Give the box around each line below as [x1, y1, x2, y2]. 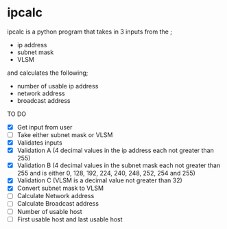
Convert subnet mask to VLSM [16, 184, 104, 193]
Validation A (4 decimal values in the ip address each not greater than [16, 146, 214, 155]
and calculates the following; [7, 69, 88, 77]
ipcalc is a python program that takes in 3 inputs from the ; [7, 27, 173, 36]
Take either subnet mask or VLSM [16, 131, 113, 138]
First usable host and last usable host [16, 215, 123, 224]
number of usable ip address [16, 82, 99, 90]
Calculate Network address [16, 192, 95, 200]
